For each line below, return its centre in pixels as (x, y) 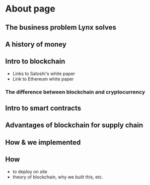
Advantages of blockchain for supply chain (74, 125)
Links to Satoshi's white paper (44, 73)
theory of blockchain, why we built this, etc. (58, 177)
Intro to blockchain (35, 62)
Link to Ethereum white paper (43, 79)
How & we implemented (43, 142)
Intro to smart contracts (43, 108)
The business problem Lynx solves (61, 27)
